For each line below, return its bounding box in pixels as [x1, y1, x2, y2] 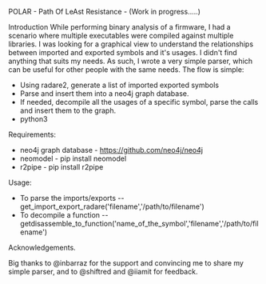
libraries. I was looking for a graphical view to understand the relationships [8, 39, 254, 49]
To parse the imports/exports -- [19, 194, 125, 202]
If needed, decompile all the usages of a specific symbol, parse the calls [19, 98, 259, 106]
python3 [19, 114, 48, 123]
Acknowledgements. [8, 243, 76, 252]
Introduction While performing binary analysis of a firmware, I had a [8, 22, 231, 31]
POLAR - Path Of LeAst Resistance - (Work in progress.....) [8, 7, 201, 16]
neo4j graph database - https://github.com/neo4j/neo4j [19, 146, 204, 154]
